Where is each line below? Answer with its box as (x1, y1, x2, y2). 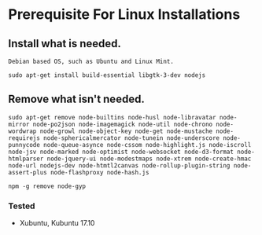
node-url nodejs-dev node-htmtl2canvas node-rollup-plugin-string (8, 161, 231, 170)
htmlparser (8, 155, 44, 163)
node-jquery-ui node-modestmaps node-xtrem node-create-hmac (46, 155, 252, 163)
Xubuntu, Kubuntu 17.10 (19, 218, 95, 228)
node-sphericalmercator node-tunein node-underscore (42, 134, 220, 142)
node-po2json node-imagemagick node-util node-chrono (32, 120, 213, 128)
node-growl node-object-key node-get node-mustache (39, 127, 213, 135)
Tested (8, 200, 35, 211)
